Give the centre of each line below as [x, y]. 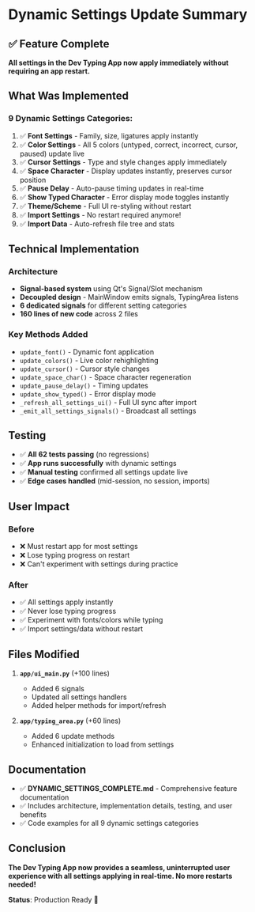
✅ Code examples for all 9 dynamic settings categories [109, 823]
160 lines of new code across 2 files [79, 314]
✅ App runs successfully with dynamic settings [98, 464]
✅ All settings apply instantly [66, 602]
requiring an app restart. [49, 71]
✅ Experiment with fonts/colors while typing [91, 620]
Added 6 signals [58, 689]
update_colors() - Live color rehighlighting [89, 360]
